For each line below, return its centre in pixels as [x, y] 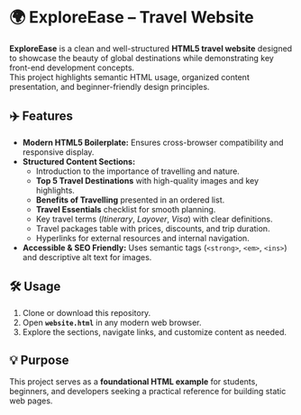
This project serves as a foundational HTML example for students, [134, 382]
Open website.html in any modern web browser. [112, 322]
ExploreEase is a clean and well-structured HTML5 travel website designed [151, 48]
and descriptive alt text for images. [87, 257]
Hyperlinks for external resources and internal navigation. [142, 238]
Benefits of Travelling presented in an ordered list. [130, 200]
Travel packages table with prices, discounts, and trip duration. [153, 228]
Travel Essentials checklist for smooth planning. [126, 209]
